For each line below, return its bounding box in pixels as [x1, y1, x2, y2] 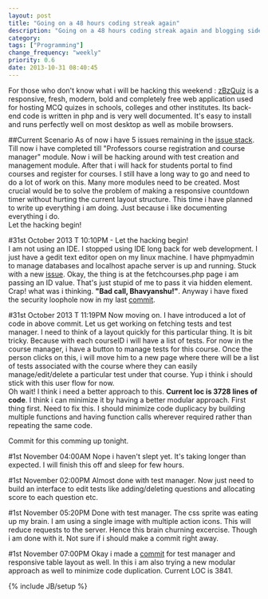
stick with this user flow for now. [8, 378, 115, 387]
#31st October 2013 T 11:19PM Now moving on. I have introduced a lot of [8, 310, 246, 319]
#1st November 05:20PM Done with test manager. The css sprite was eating [8, 508, 258, 518]
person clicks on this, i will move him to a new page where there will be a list [8, 352, 259, 362]
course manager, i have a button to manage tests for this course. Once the [8, 344, 253, 354]
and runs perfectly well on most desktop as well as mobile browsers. [8, 119, 234, 129]
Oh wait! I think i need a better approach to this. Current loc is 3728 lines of [8, 387, 258, 396]
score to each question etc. [8, 492, 98, 502]
